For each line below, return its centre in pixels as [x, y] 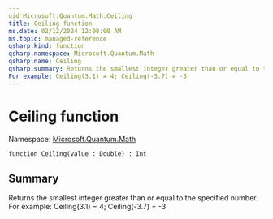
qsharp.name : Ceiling [45, 62]
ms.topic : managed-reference [58, 39]
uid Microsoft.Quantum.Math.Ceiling [70, 16]
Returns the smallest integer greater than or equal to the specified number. [133, 198]
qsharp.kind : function [47, 46]
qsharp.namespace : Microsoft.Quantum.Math [81, 54]
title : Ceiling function [50, 24]
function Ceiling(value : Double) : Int [78, 154]
